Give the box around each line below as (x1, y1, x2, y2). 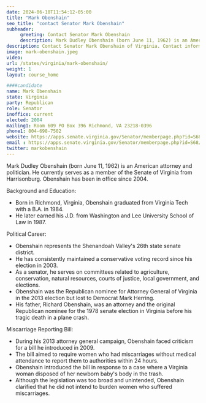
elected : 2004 (6, 117, 43, 123)
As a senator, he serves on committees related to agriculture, (15, 268, 170, 276)
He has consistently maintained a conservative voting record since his (15, 255, 193, 262)
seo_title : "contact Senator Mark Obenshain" (6, 20, 124, 26)
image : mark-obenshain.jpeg (6, 49, 78, 55)
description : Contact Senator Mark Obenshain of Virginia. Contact (6, 43, 183, 50)
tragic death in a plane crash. (15, 314, 90, 321)
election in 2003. (15, 262, 58, 269)
